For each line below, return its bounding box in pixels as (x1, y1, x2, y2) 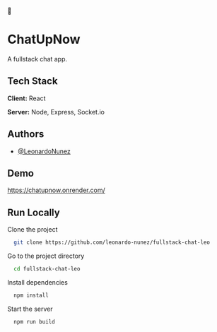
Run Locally (7, 206, 60, 218)
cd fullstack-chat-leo (13, 266, 81, 273)
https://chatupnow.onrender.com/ (7, 186, 105, 194)
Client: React (7, 94, 46, 102)
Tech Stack (7, 75, 58, 88)
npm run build (13, 318, 55, 325)
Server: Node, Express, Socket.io (7, 107, 105, 116)
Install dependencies (7, 278, 69, 286)
